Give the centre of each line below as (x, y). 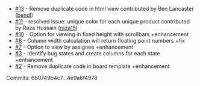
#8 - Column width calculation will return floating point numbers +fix (100, 41)
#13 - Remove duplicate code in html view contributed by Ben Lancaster (104, 9)
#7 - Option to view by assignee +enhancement (74, 47)
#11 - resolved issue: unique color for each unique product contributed (102, 21)
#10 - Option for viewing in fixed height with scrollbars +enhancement (102, 34)
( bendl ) (24, 15)
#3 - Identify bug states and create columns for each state (88, 53)
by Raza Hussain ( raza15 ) (46, 28)
